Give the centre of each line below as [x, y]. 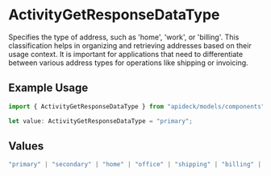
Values [26, 146]
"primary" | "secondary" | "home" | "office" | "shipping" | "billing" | [135, 165]
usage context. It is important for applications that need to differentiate [126, 54]
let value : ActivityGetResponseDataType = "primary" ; [101, 121]
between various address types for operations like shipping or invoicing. [128, 63]
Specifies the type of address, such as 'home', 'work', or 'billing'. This [124, 37]
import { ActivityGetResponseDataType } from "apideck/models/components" [137, 106]
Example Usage [48, 88]
